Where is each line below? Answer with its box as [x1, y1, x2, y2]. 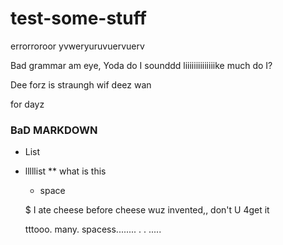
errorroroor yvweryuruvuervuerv [10, 40, 145, 52]
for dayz [10, 98, 45, 110]
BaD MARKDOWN [10, 123, 98, 137]
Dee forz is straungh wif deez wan [10, 78, 152, 91]
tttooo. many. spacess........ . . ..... [24, 223, 162, 236]
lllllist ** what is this [24, 165, 107, 177]
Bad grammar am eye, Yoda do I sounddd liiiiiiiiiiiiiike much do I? [10, 59, 273, 71]
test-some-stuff [10, 7, 147, 30]
